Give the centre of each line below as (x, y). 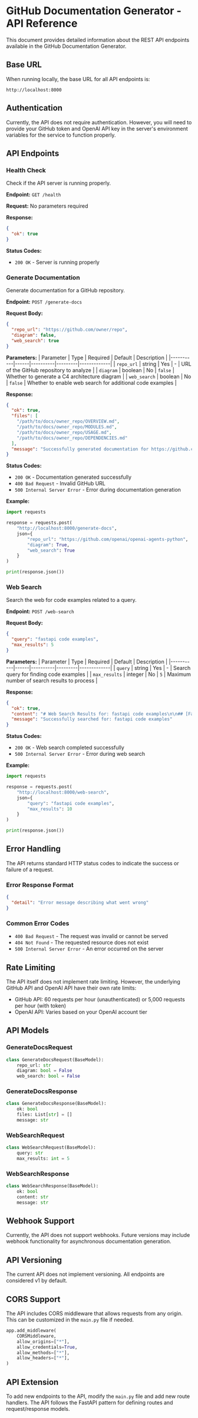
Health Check (26, 170)
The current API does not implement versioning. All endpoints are (85, 1274)
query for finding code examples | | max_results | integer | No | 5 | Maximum (99, 674)
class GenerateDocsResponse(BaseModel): (57, 1104)
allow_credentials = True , (47, 1347)
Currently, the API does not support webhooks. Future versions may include (98, 1235)
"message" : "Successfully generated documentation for (80, 449)
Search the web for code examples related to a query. (71, 600)
